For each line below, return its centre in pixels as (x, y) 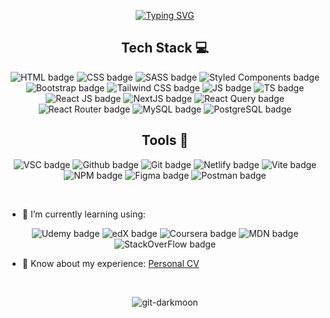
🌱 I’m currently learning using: (83, 214)
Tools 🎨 (165, 140)
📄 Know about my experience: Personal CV (110, 263)
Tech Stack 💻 (165, 48)
